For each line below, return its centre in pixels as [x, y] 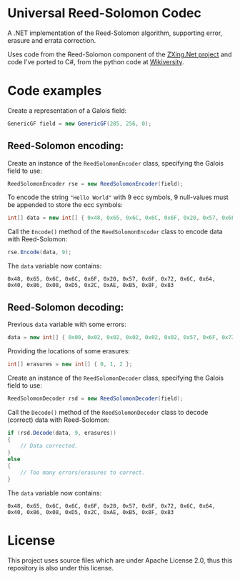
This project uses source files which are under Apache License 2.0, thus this [120, 560]
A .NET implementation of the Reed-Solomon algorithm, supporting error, [115, 33]
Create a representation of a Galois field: [67, 110]
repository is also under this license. [61, 568]
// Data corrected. [49, 446]
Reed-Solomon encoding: [66, 146]
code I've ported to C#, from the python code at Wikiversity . [96, 61]
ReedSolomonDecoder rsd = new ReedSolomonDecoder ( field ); [95, 398]
